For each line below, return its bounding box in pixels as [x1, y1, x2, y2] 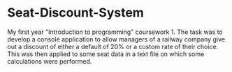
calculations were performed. [7, 57, 92, 65]
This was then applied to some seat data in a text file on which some [7, 50, 205, 58]
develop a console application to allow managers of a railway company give [7, 35, 226, 43]
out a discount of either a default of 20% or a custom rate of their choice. [7, 42, 219, 51]
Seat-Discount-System [7, 5, 145, 21]
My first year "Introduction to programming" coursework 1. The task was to [7, 28, 223, 36]
